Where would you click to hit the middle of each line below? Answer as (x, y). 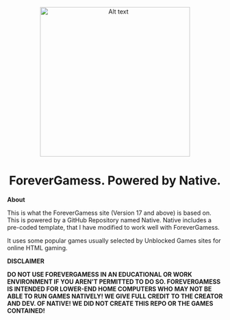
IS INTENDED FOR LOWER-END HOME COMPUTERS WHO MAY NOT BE (110, 289)
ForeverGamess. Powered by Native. (115, 181)
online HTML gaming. (37, 248)
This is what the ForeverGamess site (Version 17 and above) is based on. (109, 213)
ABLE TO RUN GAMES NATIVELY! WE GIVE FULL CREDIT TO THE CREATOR (115, 296)
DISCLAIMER (26, 261)
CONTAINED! (26, 310)
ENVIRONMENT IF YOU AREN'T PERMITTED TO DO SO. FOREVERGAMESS (114, 281)
